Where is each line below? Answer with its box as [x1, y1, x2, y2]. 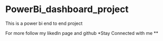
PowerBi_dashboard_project [5, 4, 129, 15]
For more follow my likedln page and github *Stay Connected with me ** [5, 30, 159, 36]
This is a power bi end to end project [5, 20, 83, 26]
